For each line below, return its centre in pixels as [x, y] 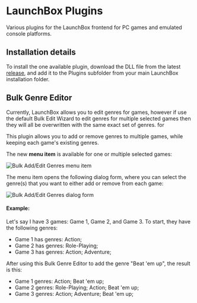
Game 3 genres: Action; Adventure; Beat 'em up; [74, 294]
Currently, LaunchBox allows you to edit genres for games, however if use [96, 112]
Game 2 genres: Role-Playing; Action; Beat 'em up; [77, 287]
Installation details [41, 52]
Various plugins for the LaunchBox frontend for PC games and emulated [94, 27]
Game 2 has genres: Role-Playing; [56, 245]
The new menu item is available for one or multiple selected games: [89, 154]
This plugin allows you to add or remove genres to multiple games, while [95, 136]
